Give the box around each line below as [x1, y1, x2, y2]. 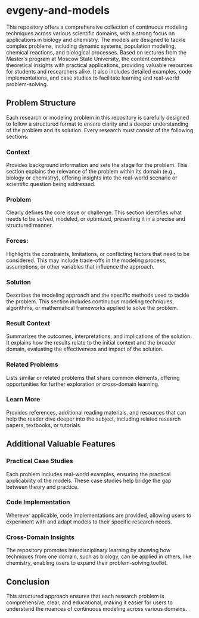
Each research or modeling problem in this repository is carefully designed [6, 114, 189, 121]
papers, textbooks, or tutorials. [6, 421, 82, 428]
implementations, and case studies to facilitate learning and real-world [6, 74, 179, 81]
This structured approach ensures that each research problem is [6, 592, 165, 599]
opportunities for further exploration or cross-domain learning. [6, 380, 160, 388]
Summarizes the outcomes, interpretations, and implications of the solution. [6, 333, 192, 340]
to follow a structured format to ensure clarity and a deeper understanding [6, 120, 189, 127]
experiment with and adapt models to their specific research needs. [6, 518, 173, 525]
